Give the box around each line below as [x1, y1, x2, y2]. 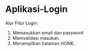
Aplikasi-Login [5, 3, 68, 15]
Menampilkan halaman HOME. [12, 40, 75, 46]
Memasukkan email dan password [12, 29, 84, 35]
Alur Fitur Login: [5, 20, 39, 26]
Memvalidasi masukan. [12, 35, 60, 41]
